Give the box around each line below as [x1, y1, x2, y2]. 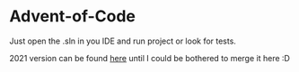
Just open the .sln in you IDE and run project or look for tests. [9, 36, 236, 46]
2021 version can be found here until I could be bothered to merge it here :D [9, 52, 290, 63]
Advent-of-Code [9, 6, 136, 27]
